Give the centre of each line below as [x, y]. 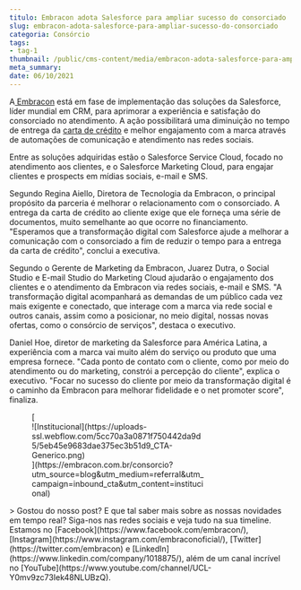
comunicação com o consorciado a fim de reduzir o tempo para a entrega [146, 241]
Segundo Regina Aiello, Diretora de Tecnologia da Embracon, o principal [142, 193]
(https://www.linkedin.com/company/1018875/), [97, 558]
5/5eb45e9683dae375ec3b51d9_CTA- [102, 446]
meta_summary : [36, 68]
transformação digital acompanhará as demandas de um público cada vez [146, 296]
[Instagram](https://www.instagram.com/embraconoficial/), [119, 539]
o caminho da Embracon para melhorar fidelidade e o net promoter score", [146, 390]
